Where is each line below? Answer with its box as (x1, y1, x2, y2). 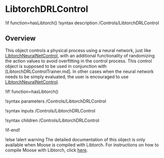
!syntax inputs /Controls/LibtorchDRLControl (5, 107, 96, 113)
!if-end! (5, 127, 20, 133)
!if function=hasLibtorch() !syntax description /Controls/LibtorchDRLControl (5, 20, 160, 26)
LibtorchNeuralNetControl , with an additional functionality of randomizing (5, 53, 155, 58)
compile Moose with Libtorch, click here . (5, 147, 88, 153)
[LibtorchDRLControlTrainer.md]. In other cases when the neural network (5, 68, 154, 74)
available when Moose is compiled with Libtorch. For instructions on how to (5, 142, 159, 148)
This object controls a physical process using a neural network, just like (5, 47, 151, 53)
